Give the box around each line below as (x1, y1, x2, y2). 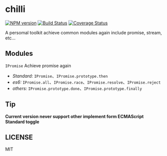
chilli (5, 3, 26, 15)
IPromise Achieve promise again (5, 62, 71, 68)
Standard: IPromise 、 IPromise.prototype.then (12, 73, 108, 79)
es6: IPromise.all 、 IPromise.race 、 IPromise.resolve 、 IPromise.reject (12, 79, 161, 85)
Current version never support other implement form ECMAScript (5, 113, 144, 119)
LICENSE (5, 133, 33, 142)
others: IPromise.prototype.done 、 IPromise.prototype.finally (12, 85, 142, 91)
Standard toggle (5, 119, 40, 125)
